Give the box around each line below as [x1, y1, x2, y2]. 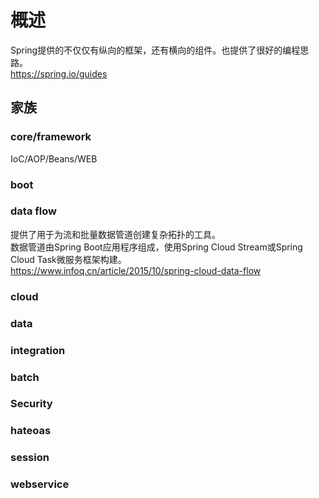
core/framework [10, 130, 92, 144]
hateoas [10, 424, 52, 438]
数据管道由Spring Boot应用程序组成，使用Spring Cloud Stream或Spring [10, 241, 303, 253]
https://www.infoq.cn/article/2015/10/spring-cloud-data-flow [10, 264, 262, 276]
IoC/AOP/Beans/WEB [10, 152, 98, 165]
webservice [10, 477, 70, 491]
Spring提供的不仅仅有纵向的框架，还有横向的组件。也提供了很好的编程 [10, 44, 301, 56]
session [10, 451, 50, 465]
